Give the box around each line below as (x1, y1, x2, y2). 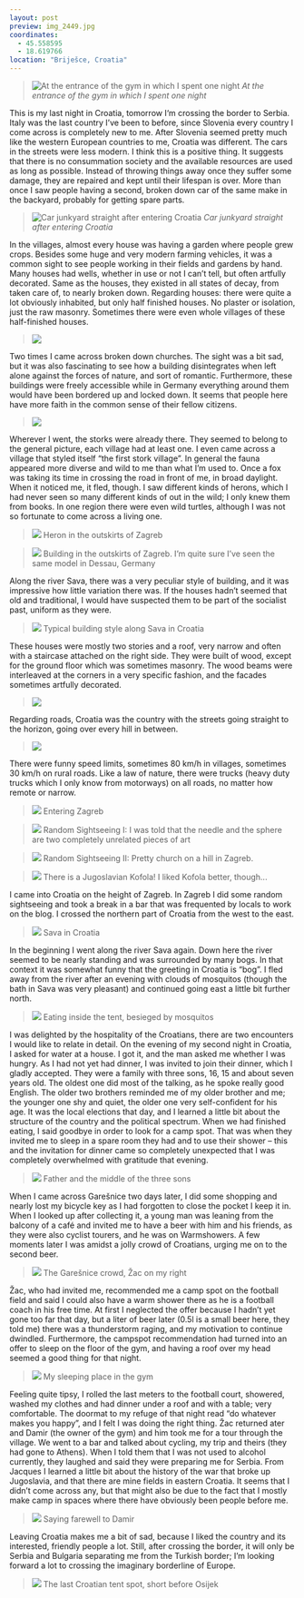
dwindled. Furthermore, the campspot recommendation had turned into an (9, 1333, 288, 1344)
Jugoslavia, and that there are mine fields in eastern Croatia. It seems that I (9, 1475, 290, 1486)
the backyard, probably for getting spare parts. (9, 194, 185, 205)
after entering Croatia (31, 221, 113, 232)
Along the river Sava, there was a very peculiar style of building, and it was (9, 575, 289, 586)
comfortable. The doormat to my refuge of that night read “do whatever (9, 1408, 277, 1418)
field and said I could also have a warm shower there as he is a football (9, 1295, 275, 1305)
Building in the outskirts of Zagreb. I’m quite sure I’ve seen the (43, 548, 275, 559)
